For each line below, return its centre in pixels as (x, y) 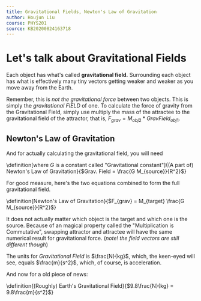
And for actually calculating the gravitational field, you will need (85, 153)
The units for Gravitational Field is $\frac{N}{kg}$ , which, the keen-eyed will (100, 256)
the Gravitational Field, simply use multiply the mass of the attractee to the (98, 112)
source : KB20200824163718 (38, 29)
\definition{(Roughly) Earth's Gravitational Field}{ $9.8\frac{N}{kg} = (90, 285)
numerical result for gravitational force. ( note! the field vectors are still (93, 238)
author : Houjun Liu (31, 17)
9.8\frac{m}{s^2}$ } (30, 292)
